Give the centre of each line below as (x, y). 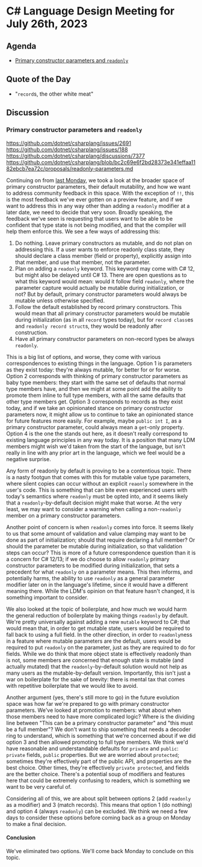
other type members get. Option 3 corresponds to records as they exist (95, 402)
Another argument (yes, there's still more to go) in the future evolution (93, 697)
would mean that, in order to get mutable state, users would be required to (98, 628)
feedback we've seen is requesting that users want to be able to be (90, 218)
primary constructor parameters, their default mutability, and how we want (98, 186)
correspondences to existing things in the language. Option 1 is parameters (99, 363)
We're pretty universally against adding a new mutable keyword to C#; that (98, 622)
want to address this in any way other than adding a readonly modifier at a (98, 206)
